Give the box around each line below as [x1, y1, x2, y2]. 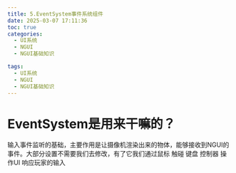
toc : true [7, 23, 37, 31]
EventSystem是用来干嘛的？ [7, 115, 176, 132]
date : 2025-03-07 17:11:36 [7, 17, 88, 24]
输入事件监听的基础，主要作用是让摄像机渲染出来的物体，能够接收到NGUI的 [7, 140, 230, 150]
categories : [7, 30, 43, 38]
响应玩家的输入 [21, 158, 66, 167]
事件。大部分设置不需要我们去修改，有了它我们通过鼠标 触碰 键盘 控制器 [7, 150, 219, 158]
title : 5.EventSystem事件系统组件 [7, 10, 103, 18]
